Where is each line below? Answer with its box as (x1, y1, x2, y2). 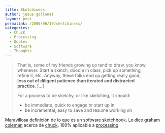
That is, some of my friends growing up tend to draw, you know (17, 62, 146, 68)
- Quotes (9, 39, 28, 44)
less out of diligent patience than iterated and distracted (17, 77, 135, 84)
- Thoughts (9, 48, 32, 53)
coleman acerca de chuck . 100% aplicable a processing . (5, 122, 120, 128)
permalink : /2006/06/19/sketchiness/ (5, 21, 83, 26)
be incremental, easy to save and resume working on (24, 107, 132, 113)
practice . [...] (17, 83, 44, 89)
